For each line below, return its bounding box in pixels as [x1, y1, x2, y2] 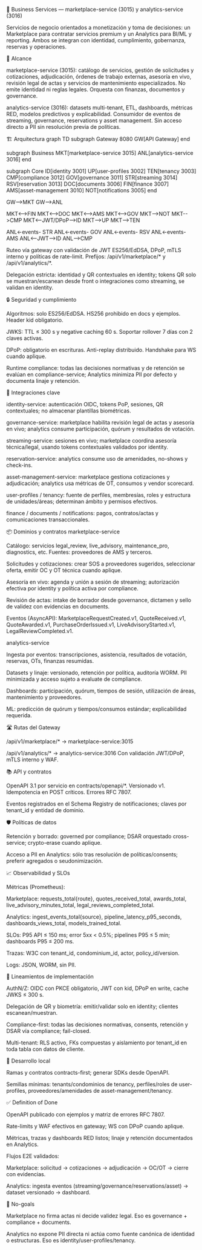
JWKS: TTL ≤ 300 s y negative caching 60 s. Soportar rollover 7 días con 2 [6, 328, 194, 335]
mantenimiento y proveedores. [6, 694, 83, 701]
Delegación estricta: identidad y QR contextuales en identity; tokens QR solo [6, 271, 197, 278]
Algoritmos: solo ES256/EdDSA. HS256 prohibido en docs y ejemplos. [6, 310, 181, 317]
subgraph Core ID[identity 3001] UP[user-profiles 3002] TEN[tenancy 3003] [6, 168, 197, 175]
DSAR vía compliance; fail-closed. [6, 1027, 91, 1034]
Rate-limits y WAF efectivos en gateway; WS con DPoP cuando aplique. [6, 1122, 184, 1130]
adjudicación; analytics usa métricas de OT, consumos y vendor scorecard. [6, 480, 195, 487]
